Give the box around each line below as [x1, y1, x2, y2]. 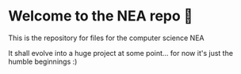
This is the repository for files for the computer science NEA [8, 33, 205, 43]
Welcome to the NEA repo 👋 [8, 7, 193, 25]
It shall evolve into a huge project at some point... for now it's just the [8, 48, 234, 57]
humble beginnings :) [8, 57, 78, 66]
